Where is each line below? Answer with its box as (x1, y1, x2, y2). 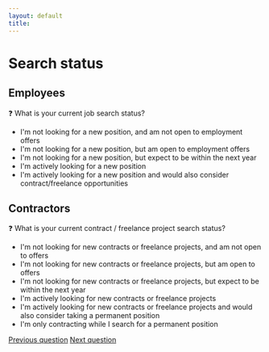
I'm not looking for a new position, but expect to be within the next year (19, 153, 257, 162)
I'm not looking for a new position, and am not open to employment (19, 127, 243, 136)
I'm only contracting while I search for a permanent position (19, 320, 219, 329)
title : (8, 19, 31, 27)
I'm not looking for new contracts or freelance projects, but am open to (19, 259, 256, 269)
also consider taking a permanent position (19, 311, 160, 321)
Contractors (8, 201, 71, 215)
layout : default (8, 11, 63, 20)
